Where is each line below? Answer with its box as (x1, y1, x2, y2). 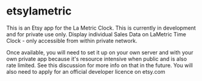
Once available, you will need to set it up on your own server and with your (6, 48, 193, 56)
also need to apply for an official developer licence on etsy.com (6, 68, 165, 75)
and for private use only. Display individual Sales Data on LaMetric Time (6, 30, 187, 37)
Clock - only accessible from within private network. (6, 37, 138, 44)
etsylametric (6, 4, 72, 18)
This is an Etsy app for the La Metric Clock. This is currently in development (6, 24, 196, 31)
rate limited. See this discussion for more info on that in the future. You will (6, 62, 193, 69)
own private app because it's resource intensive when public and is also (6, 55, 187, 62)
